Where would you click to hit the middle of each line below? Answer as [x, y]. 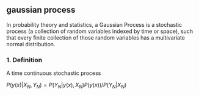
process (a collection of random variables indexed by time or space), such [100, 31]
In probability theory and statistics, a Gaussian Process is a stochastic [94, 24]
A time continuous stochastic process [54, 73]
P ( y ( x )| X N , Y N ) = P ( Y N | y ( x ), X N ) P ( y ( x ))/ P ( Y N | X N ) [67, 86]
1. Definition [24, 60]
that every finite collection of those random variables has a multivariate [96, 37]
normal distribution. [31, 44]
